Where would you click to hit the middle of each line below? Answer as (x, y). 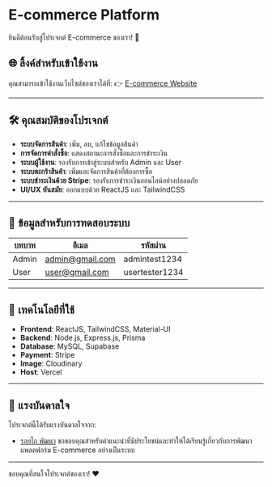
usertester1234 (153, 273)
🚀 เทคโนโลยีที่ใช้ (42, 309)
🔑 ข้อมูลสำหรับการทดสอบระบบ (69, 223)
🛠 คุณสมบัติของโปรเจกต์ (58, 120)
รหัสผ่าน (153, 246)
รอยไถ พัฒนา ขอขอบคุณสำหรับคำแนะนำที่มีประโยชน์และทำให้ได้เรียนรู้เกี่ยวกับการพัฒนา (136, 441)
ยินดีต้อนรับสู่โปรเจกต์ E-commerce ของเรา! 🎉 (74, 37)
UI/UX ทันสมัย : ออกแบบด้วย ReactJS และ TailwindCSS (102, 189)
